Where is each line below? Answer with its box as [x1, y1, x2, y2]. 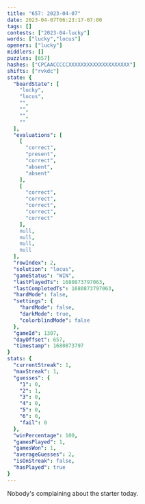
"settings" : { [13, 298, 53, 305]
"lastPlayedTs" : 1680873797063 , [13, 278, 106, 285]
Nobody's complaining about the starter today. [7, 489, 139, 497]
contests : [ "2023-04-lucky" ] [7, 29, 90, 36]
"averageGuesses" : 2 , [13, 451, 75, 458]
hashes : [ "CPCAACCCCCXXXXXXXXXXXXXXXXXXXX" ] [7, 61, 136, 68]
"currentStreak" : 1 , [13, 362, 72, 369]
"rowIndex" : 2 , [13, 259, 57, 266]
